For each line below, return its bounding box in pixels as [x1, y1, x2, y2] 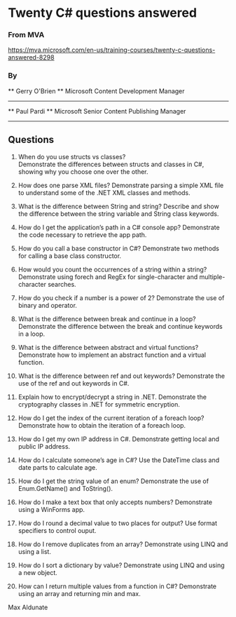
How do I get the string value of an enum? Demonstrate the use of [18, 477, 209, 485]
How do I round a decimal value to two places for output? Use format [18, 519, 218, 527]
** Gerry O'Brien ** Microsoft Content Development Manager [8, 86, 185, 95]
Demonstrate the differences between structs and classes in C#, [18, 160, 204, 168]
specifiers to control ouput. [18, 526, 97, 534]
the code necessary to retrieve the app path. [18, 230, 147, 239]
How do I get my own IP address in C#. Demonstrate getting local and [18, 435, 220, 443]
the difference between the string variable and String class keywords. [18, 209, 219, 218]
